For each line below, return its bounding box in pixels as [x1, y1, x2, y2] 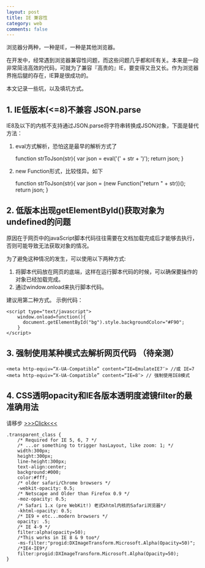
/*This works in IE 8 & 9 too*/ [17, 534, 100, 540]
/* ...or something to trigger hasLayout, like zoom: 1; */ [17, 442, 174, 449]
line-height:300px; [17, 458, 67, 465]
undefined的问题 [6, 217, 71, 227]
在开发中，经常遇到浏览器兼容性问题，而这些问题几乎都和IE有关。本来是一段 [6, 56, 199, 64]
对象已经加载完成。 [15, 275, 64, 283]
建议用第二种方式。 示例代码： [6, 296, 83, 304]
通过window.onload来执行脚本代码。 [15, 283, 108, 291]
